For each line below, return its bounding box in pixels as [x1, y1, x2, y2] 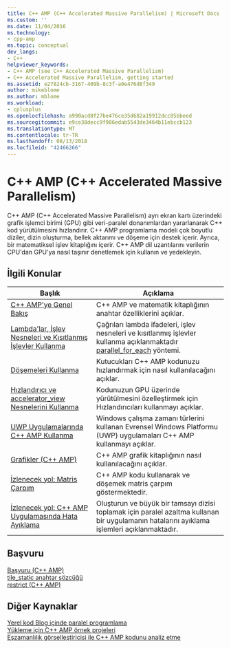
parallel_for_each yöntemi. [96, 345, 181, 355]
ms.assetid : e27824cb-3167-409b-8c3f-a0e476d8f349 [7, 80, 155, 87]
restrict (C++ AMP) [7, 581, 61, 589]
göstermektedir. [96, 487, 148, 497]
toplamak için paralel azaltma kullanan [96, 507, 219, 517]
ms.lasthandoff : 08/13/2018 [7, 138, 88, 145]
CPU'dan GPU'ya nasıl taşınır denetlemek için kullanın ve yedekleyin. [7, 248, 201, 256]
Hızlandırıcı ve [10, 385, 56, 394]
